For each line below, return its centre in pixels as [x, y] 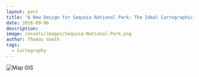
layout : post [22, 12]
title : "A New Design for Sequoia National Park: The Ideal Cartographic [100, 17]
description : [22, 28]
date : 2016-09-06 [28, 23]
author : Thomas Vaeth [33, 39]
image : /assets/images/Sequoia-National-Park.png [69, 34]
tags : [13, 45]
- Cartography [29, 51]
